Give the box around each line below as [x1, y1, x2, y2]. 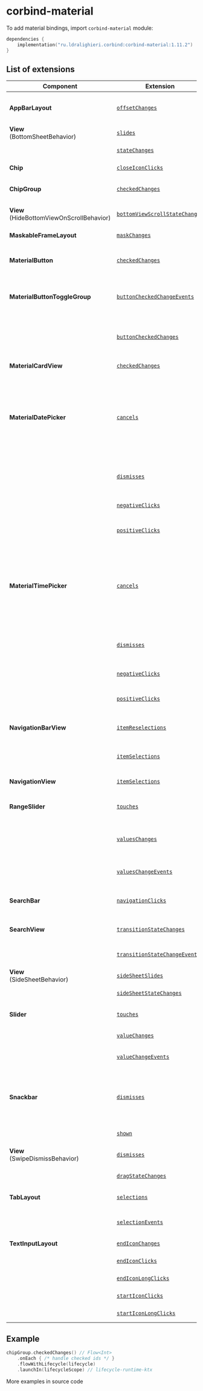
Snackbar [9, 1093, 38, 1102]
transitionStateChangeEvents [117, 951, 201, 958]
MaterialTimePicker [9, 581, 68, 590]
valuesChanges [117, 836, 157, 843]
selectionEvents [117, 1219, 164, 1226]
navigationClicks [117, 897, 167, 904]
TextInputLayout [9, 1239, 58, 1248]
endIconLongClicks [117, 1275, 170, 1282]
